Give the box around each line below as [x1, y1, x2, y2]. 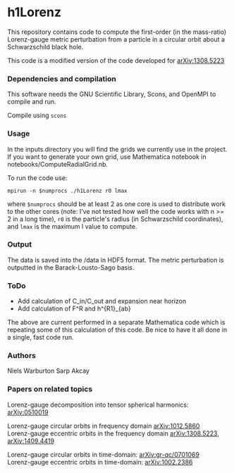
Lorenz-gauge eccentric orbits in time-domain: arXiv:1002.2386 [7, 457, 193, 466]
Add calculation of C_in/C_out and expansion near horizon [17, 297, 187, 306]
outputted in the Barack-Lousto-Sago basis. [7, 263, 135, 272]
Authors [7, 351, 37, 361]
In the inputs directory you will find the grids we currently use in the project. [7, 145, 228, 153]
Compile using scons [7, 111, 67, 120]
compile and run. [7, 97, 56, 106]
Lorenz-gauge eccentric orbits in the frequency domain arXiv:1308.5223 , [7, 429, 220, 438]
